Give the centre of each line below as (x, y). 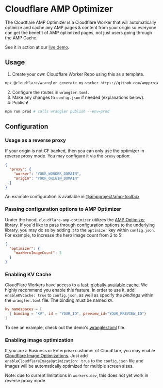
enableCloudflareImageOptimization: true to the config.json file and (74, 361)
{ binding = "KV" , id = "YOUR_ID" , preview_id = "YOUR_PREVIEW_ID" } (78, 314)
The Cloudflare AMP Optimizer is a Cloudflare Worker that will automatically (81, 22)
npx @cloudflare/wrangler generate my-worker (52, 83)
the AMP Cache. (21, 38)
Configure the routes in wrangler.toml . (50, 92)
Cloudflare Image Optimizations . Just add (47, 356)
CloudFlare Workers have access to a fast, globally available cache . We (76, 285)
